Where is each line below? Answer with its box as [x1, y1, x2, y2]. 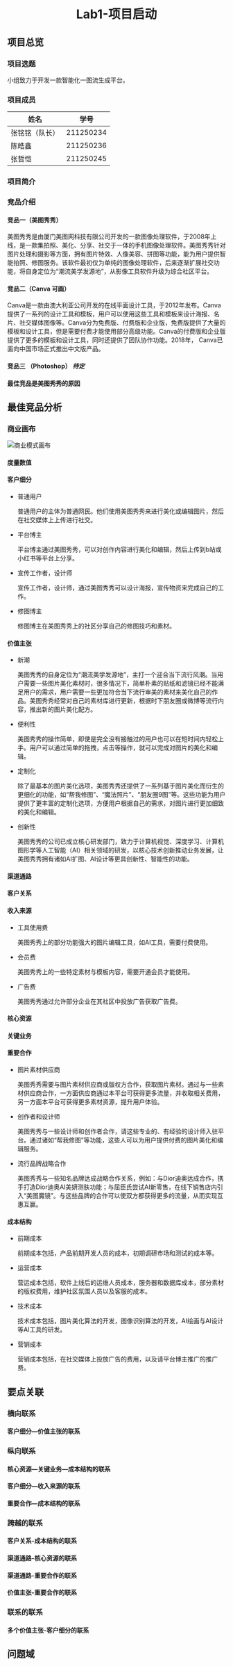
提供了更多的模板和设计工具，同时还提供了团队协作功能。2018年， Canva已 [7, 336, 223, 344]
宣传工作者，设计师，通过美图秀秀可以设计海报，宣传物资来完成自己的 [17, 583, 218, 592]
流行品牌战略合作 [17, 1159, 67, 1168]
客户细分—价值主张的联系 [7, 1427, 80, 1436]
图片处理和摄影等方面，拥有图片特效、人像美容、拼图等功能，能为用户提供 [7, 250, 220, 258]
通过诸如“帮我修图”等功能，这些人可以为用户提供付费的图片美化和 [29, 1136, 218, 1145]
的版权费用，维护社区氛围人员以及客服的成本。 [17, 1287, 151, 1295]
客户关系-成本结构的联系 [7, 1537, 78, 1545]
